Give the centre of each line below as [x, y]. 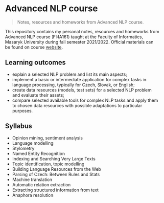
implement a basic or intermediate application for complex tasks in [79, 79]
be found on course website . [34, 47]
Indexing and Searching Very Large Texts [54, 158]
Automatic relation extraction [41, 184]
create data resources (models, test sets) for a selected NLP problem [82, 90]
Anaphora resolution [33, 195]
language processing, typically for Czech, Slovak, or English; [73, 85]
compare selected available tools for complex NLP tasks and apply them [85, 100]
